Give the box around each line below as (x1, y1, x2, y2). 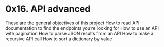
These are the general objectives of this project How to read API (5, 20, 140, 26)
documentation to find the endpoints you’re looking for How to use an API (5, 25, 159, 31)
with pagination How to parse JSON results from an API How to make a (5, 30, 154, 36)
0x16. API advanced (5, 3, 91, 15)
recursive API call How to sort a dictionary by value (5, 36, 112, 42)
